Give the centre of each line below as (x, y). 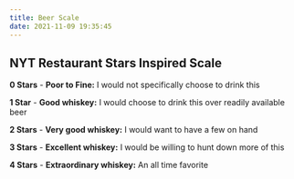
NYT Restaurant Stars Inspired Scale (115, 63)
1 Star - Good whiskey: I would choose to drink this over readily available (147, 103)
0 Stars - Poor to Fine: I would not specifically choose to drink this (135, 85)
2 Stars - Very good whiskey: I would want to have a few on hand (134, 130)
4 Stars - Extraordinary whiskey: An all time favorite (109, 165)
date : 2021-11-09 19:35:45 (61, 26)
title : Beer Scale (44, 18)
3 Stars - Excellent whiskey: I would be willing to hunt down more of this (147, 147)
